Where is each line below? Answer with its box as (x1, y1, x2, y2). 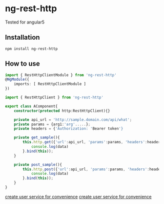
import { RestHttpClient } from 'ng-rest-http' (5, 95, 104, 100)
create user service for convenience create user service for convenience (5, 194, 152, 200)
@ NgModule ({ (5, 77, 29, 82)
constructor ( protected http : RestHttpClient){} (14, 108, 110, 113)
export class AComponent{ (5, 104, 58, 109)
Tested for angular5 (5, 19, 45, 25)
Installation (5, 33, 40, 42)
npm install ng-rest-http (5, 46, 58, 51)
